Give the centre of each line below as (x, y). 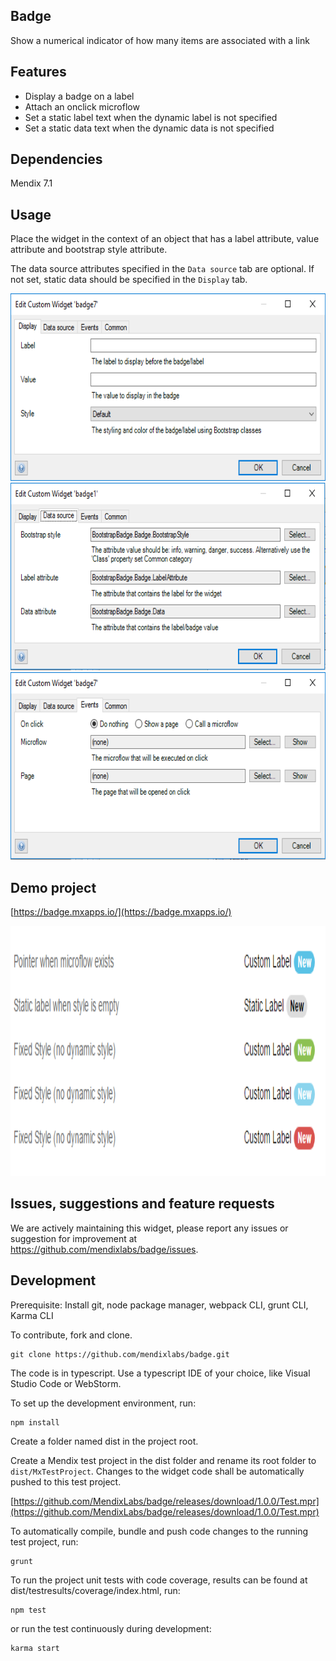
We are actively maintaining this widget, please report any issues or (149, 1228)
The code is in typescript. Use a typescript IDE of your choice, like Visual (160, 1373)
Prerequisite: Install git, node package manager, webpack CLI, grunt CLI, (159, 1305)
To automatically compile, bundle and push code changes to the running (159, 1531)
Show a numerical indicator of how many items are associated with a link (160, 40)
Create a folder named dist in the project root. (104, 1441)
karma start (35, 1648)
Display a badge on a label (79, 96)
